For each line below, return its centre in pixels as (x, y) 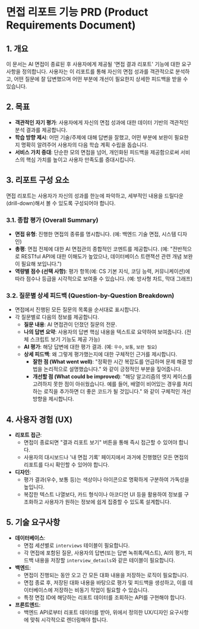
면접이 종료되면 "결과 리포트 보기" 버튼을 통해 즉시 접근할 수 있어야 (100, 442)
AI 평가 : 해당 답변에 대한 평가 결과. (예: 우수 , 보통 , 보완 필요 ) (90, 347)
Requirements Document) (71, 25)
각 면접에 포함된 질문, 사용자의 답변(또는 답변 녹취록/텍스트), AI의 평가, (105, 553)
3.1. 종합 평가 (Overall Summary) (52, 220)
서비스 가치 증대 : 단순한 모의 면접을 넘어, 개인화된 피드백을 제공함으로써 (97, 152)
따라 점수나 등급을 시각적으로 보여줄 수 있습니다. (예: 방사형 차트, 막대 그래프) (104, 278)
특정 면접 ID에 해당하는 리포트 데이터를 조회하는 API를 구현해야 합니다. (105, 597)
